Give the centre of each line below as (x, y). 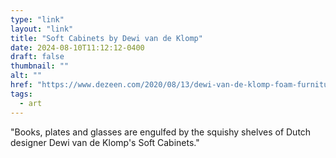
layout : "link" (42, 29)
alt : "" (26, 76)
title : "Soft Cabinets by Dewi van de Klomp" (106, 38)
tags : (21, 94)
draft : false (37, 57)
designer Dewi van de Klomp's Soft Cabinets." (105, 142)
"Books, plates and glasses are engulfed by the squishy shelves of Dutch (161, 132)
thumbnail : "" (40, 66)
